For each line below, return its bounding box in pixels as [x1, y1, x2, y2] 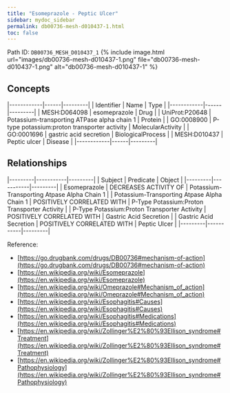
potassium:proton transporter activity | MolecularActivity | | [21, 123, 189, 131]
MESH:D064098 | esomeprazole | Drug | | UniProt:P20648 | [41, 108, 211, 117]
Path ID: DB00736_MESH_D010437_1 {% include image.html [7, 48, 165, 56]
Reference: [7, 240, 39, 248]
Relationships [7, 158, 67, 169]
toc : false [7, 29, 39, 36]
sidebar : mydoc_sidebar [7, 17, 76, 23]
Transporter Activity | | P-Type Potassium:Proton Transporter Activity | [7, 204, 207, 213]
